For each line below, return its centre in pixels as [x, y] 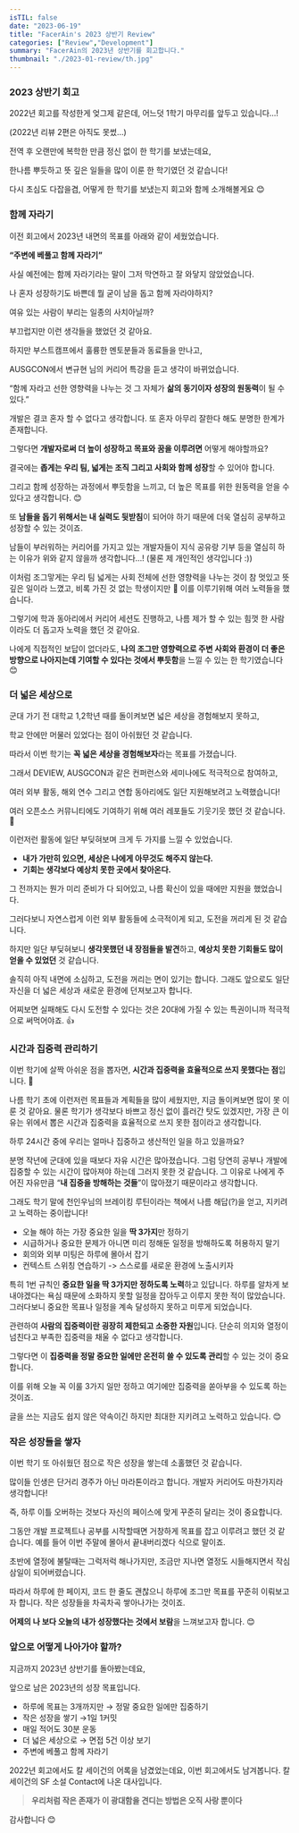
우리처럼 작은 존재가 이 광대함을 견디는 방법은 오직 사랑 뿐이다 [137, 1800]
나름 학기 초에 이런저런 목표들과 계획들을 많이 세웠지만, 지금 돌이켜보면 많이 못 [145, 1100]
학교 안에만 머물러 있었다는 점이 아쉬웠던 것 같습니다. [101, 734]
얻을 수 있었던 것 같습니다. [54, 960]
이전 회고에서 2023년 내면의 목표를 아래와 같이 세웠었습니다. [114, 236]
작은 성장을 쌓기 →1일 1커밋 [70, 1718]
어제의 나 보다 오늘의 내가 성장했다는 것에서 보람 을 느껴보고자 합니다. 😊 [133, 1622]
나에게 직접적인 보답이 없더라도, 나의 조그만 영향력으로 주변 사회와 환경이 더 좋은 [147, 649]
